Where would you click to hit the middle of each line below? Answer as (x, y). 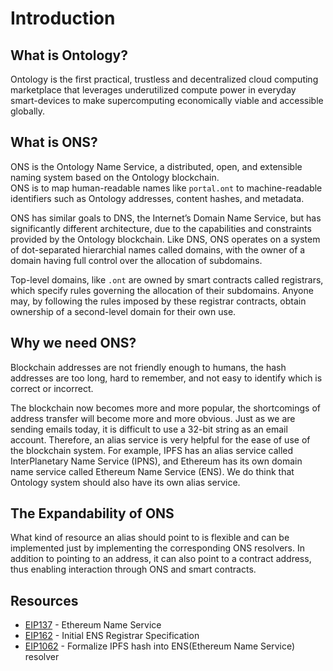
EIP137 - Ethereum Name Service (93, 625)
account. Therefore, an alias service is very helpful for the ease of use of (160, 439)
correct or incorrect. (52, 388)
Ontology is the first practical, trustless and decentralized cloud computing (164, 79)
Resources (44, 600)
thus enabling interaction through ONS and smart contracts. (133, 569)
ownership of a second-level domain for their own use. (123, 311)
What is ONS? (54, 142)
